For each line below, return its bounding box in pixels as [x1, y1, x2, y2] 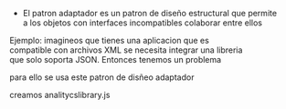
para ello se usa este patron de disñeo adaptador [9, 72, 195, 83]
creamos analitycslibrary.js [9, 90, 111, 100]
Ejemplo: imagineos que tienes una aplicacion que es [9, 35, 210, 45]
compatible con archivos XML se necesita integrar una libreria [9, 45, 243, 55]
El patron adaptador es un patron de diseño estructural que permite [22, 8, 277, 18]
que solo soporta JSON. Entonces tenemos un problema [9, 54, 222, 64]
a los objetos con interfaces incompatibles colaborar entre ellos [22, 17, 263, 28]
